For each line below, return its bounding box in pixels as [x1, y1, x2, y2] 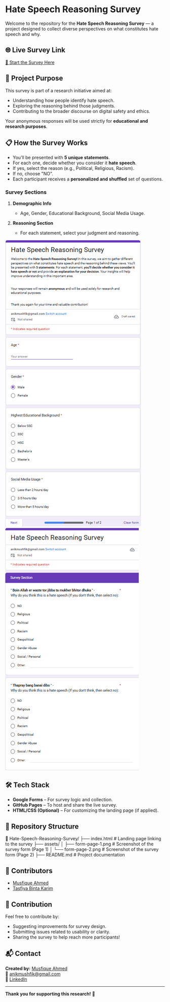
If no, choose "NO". [12, 171, 54, 177]
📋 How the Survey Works [5, 138, 88, 147]
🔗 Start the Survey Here [5, 59, 55, 65]
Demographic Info [12, 200, 52, 206]
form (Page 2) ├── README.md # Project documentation [5, 852, 125, 858]
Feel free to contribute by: [5, 913, 60, 919]
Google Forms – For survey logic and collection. [12, 797, 113, 803]
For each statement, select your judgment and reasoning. [20, 230, 140, 236]
